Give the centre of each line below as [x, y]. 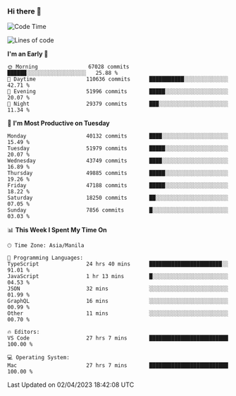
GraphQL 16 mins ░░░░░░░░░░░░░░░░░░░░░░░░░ [118, 301]
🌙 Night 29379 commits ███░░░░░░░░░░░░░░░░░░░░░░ [118, 104]
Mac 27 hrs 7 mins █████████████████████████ [118, 366]
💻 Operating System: [39, 358]
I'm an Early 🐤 [28, 54]
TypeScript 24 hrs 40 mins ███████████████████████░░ [118, 264]
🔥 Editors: [24, 332]
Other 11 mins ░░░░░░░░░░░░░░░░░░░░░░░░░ [118, 313]
